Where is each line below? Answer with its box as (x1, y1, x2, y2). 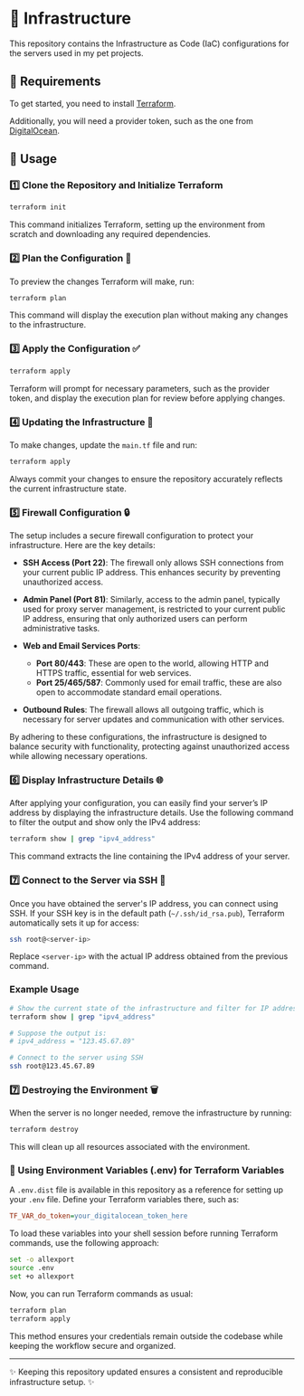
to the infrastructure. (9, 319, 87, 330)
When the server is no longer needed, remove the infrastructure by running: (9, 1107, 292, 1118)
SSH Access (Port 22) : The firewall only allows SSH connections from (22, 557, 284, 568)
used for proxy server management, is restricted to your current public (22, 603, 286, 614)
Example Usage (9, 983, 80, 996)
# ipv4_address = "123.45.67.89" (9, 1037, 136, 1046)
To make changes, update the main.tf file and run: (9, 439, 197, 451)
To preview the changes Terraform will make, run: (9, 276, 195, 287)
